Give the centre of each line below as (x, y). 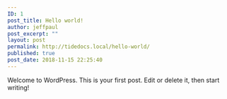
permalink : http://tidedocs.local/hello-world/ (79, 47)
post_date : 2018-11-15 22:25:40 (55, 60)
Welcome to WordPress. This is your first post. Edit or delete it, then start (113, 80)
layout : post (27, 40)
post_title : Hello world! (45, 21)
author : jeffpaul (33, 27)
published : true (31, 54)
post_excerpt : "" (33, 34)
